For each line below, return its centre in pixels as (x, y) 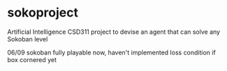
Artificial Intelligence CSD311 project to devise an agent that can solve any (114, 32)
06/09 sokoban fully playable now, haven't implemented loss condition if (112, 52)
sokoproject (43, 13)
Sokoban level (28, 39)
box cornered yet (32, 59)
